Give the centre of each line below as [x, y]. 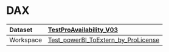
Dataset [21, 30]
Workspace [26, 40]
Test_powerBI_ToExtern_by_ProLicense [104, 40]
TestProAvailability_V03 [83, 30]
